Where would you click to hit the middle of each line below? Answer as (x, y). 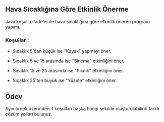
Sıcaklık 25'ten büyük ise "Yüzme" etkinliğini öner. (65, 80)
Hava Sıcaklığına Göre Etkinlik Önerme (67, 9)
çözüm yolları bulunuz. (29, 114)
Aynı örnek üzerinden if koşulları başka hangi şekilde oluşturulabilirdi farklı (82, 108)
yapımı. (13, 27)
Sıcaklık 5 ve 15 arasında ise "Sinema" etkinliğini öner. (68, 61)
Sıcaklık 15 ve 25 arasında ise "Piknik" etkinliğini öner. (68, 71)
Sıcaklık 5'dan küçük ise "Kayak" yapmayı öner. (62, 51)
